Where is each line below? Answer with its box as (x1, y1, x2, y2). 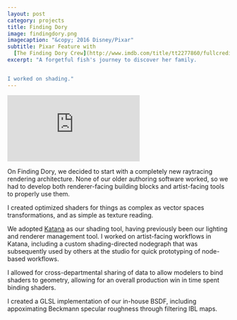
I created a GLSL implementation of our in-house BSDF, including (7, 297, 197, 305)
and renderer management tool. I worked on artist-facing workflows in (7, 232, 212, 240)
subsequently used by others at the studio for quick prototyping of (7, 247, 201, 255)
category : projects (7, 17, 65, 24)
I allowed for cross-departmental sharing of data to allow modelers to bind (7, 268, 224, 276)
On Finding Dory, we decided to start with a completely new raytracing (7, 167, 213, 175)
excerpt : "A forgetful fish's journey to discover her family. (7, 57, 197, 64)
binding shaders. (7, 283, 56, 292)
